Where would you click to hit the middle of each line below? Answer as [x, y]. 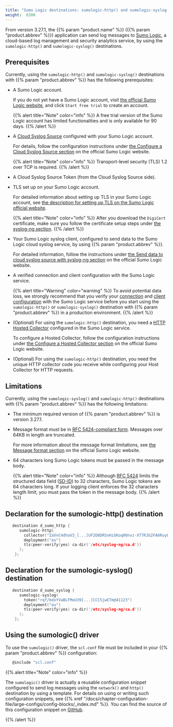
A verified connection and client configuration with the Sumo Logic [84, 275]
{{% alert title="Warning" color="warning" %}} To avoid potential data [87, 291]
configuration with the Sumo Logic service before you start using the [86, 302]
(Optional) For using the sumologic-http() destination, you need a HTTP [89, 323]
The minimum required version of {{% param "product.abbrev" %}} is [86, 414]
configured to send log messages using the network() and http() [75, 687]
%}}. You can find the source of [133, 704]
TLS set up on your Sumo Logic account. [56, 187]
